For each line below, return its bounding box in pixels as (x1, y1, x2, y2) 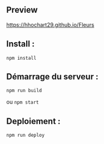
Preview (6, 5, 38, 15)
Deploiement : (6, 116, 61, 126)
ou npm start (6, 98, 40, 106)
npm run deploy (6, 132, 45, 139)
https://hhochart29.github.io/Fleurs (6, 21, 94, 28)
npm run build (6, 88, 43, 94)
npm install (6, 55, 36, 61)
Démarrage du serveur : (6, 71, 99, 82)
